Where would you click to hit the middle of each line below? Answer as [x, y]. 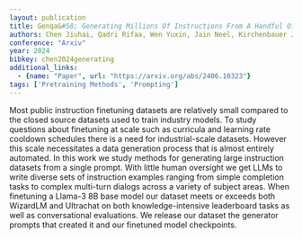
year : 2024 [30, 51]
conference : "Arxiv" [48, 43]
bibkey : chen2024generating [62, 59]
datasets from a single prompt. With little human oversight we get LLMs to [146, 167]
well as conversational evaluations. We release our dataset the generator [144, 215]
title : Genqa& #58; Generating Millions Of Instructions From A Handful [146, 26]
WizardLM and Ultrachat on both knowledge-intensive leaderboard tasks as [150, 205]
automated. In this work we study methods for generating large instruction [147, 157]
